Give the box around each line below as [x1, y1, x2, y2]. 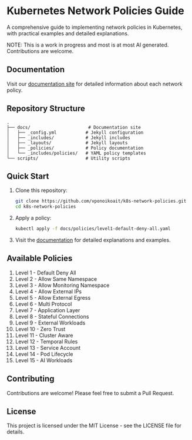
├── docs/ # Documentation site [6, 124, 142, 130]
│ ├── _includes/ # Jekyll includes [6, 134, 131, 141]
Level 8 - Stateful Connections [15, 313, 89, 320]
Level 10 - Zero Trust [15, 325, 66, 332]
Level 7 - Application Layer [15, 306, 80, 313]
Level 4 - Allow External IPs [15, 287, 82, 295]
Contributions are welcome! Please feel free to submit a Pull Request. [6, 389, 174, 396]
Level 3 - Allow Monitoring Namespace [15, 282, 110, 289]
